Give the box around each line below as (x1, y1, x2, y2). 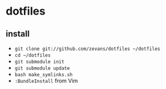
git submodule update (14, 65, 70, 71)
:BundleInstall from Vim (14, 77, 78, 84)
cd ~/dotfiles (14, 52, 51, 59)
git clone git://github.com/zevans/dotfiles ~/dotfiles (14, 46, 160, 52)
